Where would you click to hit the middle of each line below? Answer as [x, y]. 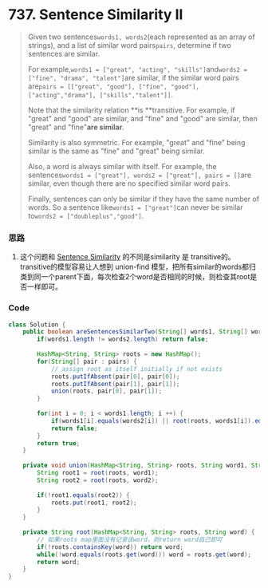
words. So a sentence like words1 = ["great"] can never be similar [135, 207]
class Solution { [37, 325]
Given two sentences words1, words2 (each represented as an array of [141, 37]
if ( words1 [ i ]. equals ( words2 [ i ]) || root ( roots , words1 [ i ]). [153, 420]
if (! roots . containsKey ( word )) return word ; [110, 547]
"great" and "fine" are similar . [76, 127]
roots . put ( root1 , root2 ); [94, 503]
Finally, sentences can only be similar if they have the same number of [144, 199]
